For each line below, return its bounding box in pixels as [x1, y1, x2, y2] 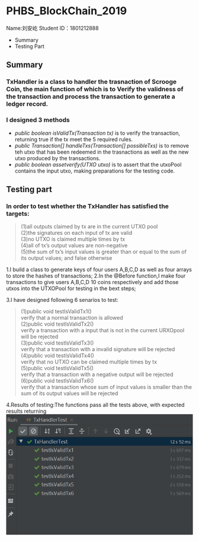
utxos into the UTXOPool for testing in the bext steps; [6, 285, 136, 292]
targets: [6, 209, 30, 218]
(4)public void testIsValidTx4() [20, 352, 95, 359]
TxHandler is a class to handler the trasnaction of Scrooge [6, 78, 176, 86]
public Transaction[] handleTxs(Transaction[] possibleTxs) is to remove [14, 142, 190, 149]
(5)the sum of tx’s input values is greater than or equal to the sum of [20, 248, 187, 256]
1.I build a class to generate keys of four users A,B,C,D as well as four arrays [6, 266, 192, 273]
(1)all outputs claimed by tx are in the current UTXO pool [20, 223, 158, 230]
